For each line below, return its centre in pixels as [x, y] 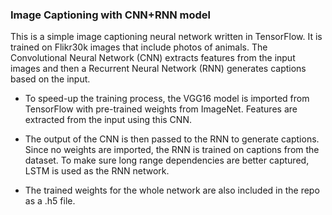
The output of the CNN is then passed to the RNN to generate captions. [172, 139]
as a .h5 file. [50, 201]
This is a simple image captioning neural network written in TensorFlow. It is [166, 37]
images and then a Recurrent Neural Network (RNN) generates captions [158, 69]
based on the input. [50, 79]
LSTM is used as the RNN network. [97, 171]
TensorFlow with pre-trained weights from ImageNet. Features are [161, 109]
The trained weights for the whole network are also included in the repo [172, 190]
